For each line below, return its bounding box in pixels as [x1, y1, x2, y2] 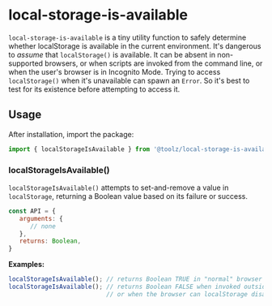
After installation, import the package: [8, 129, 134, 139]
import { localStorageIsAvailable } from [8, 144, 151, 153]
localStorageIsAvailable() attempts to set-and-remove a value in [8, 183, 229, 192]
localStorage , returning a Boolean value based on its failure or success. [8, 191, 249, 200]
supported [8, 58, 43, 68]
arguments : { [19, 214, 63, 222]
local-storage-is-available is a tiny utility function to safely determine [8, 32, 247, 42]
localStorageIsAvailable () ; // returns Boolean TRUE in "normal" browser [8, 275, 263, 283]
